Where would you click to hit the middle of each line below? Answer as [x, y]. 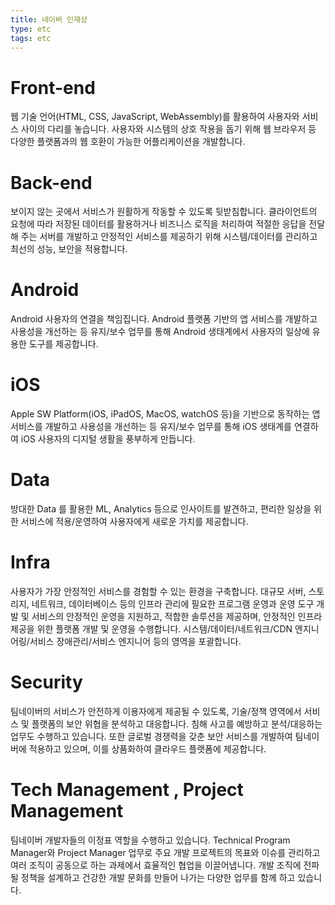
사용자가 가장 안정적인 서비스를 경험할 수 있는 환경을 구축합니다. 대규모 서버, [158, 591]
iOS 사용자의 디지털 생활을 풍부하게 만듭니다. [108, 439]
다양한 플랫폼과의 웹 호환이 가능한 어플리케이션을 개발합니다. [128, 142]
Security [46, 682]
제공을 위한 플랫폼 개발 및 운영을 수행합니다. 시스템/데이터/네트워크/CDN [151, 629]
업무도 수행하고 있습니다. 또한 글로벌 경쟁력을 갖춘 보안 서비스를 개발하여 [151, 736]
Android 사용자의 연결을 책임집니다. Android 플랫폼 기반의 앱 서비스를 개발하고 [164, 319]
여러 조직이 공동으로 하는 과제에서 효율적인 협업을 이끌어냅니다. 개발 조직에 [156, 865]
